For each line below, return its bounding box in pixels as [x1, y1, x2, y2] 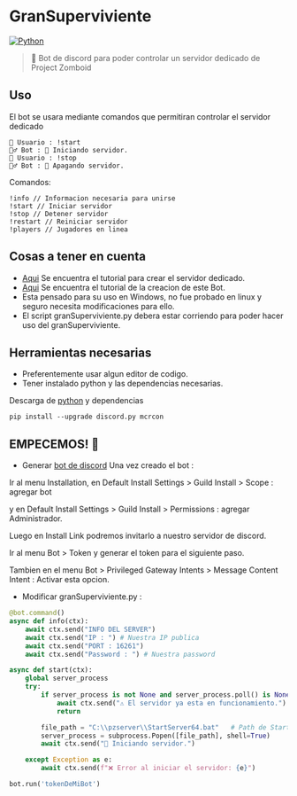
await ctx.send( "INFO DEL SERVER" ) [25, 625, 156, 634]
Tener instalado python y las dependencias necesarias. [21, 378, 224, 389]
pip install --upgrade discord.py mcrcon [9, 412, 164, 422]
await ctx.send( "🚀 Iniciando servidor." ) [41, 739, 196, 748]
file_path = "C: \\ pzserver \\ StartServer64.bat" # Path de [41, 722, 267, 732]
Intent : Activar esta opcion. [9, 574, 110, 585]
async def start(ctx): [9, 666, 93, 675]
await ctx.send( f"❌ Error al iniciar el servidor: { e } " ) [41, 764, 256, 773]
